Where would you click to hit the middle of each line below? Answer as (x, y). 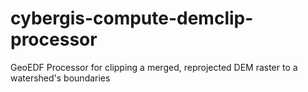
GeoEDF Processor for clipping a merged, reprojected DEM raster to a (154, 67)
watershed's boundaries (60, 78)
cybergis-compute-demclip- (132, 18)
